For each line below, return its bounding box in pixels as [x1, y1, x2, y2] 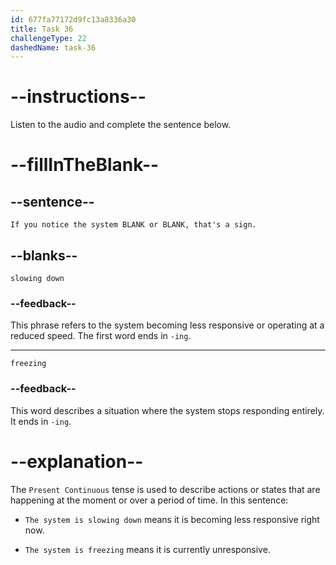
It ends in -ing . [10, 415, 72, 427]
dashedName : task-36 [10, 42, 97, 53]
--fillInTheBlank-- [10, 154, 160, 176]
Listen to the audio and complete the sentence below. [10, 119, 232, 131]
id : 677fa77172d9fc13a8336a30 [10, 14, 137, 25]
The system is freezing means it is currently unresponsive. [24, 543, 271, 555]
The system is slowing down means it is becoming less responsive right [24, 513, 320, 525]
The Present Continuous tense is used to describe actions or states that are [10, 483, 321, 495]
